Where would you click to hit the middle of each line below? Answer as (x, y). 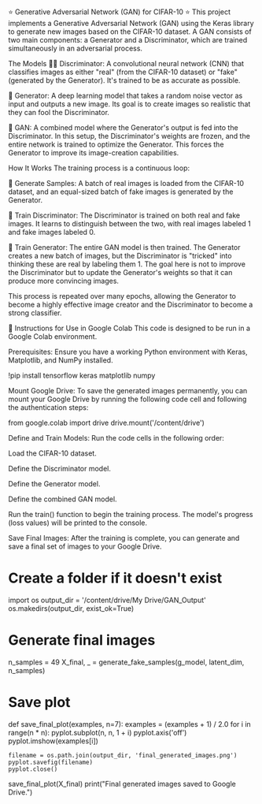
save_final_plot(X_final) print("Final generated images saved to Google (122, 784)
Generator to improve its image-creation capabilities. (94, 153)
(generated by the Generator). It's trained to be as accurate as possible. (124, 80)
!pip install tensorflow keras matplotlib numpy (82, 375)
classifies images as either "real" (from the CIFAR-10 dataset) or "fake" (123, 72)
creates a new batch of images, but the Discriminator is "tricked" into (120, 256)
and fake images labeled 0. (52, 232)
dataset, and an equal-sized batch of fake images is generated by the (121, 192)
